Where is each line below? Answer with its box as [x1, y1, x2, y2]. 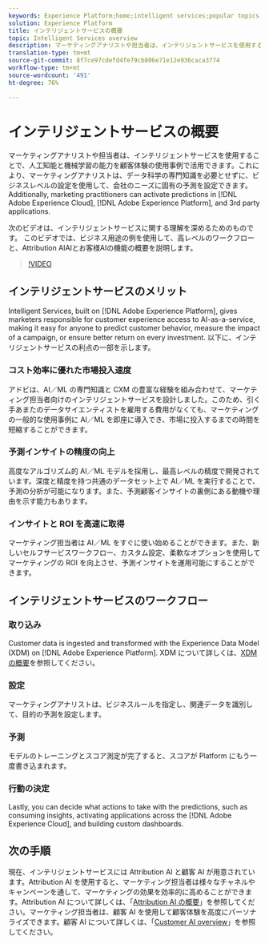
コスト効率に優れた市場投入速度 [8, 365, 132, 376]
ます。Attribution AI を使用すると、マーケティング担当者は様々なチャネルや [8, 877, 255, 886]
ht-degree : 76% [8, 78, 59, 86]
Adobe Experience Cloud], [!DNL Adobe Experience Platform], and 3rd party [8, 198, 260, 208]
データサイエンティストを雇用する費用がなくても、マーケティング [42, 404, 259, 414]
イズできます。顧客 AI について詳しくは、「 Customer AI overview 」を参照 [14, 917, 256, 926]
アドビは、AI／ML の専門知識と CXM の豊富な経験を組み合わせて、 [8, 384, 230, 394]
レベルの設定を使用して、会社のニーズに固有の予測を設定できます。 [29, 181, 252, 191]
